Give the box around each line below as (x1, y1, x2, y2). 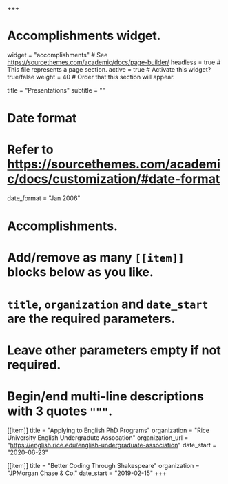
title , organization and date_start (7, 296, 209, 311)
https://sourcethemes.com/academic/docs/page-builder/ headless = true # (7, 58, 221, 66)
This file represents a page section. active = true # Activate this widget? (7, 65, 211, 73)
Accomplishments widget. (7, 28, 161, 43)
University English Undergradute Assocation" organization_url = (7, 433, 189, 442)
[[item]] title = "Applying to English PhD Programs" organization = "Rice (7, 426, 210, 434)
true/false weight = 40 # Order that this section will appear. (7, 72, 175, 81)
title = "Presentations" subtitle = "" (7, 86, 105, 94)
